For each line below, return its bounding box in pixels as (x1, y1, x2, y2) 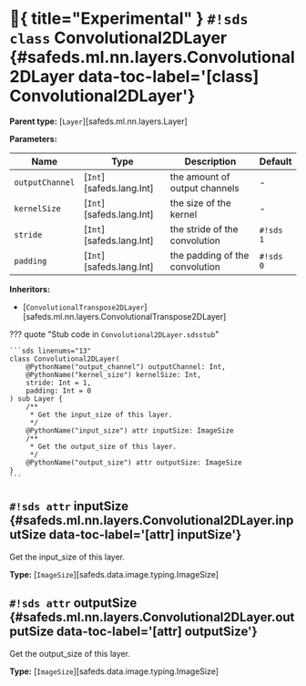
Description (184, 155, 237, 168)
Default (259, 155, 292, 168)
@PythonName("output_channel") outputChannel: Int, (25, 362, 226, 372)
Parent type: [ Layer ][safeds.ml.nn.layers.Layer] (9, 116, 189, 127)
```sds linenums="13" (9, 346, 92, 355)
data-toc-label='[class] (77, 67, 260, 87)
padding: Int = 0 (25, 386, 92, 395)
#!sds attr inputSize (9, 498, 129, 514)
